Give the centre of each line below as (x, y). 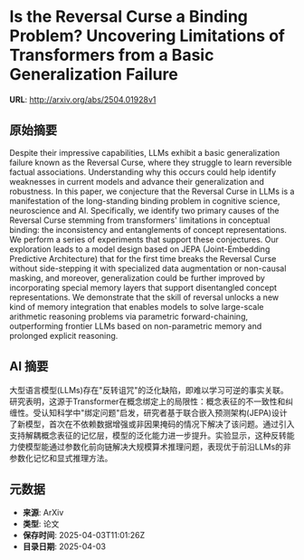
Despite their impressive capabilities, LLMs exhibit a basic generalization (145, 152)
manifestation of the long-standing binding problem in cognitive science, (145, 200)
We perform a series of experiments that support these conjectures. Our (144, 239)
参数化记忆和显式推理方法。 (61, 458)
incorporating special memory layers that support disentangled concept (143, 287)
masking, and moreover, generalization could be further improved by (137, 277)
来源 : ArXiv (43, 513)
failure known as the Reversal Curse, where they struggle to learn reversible (151, 162)
